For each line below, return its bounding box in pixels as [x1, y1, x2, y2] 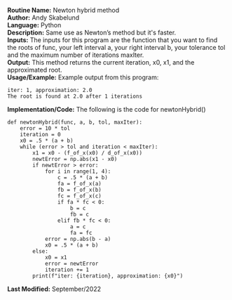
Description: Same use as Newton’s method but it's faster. [7, 28, 177, 37]
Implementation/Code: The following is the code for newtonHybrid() [7, 105, 206, 113]
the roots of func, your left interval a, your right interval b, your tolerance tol [7, 44, 226, 51]
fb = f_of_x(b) [57, 186, 102, 193]
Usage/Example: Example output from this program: [7, 73, 159, 81]
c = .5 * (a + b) [57, 174, 109, 181]
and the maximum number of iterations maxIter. [7, 51, 144, 59]
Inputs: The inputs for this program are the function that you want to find [7, 36, 218, 44]
